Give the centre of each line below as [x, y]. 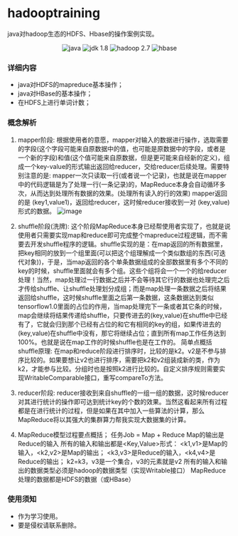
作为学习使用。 [39, 516]
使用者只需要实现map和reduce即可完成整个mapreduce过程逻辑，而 [116, 235]
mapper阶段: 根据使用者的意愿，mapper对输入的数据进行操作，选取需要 [123, 140]
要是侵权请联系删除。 [49, 525]
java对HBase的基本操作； [55, 93]
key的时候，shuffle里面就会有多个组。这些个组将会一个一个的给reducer [122, 270]
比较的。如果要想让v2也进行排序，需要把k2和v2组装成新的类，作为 [122, 360]
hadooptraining [54, 13]
